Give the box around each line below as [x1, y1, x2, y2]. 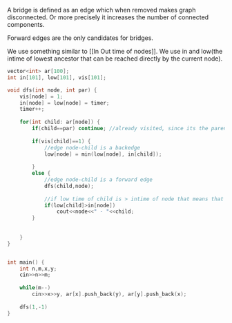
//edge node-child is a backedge [43, 144, 140, 151]
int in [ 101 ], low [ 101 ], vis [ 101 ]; [7, 74, 107, 81]
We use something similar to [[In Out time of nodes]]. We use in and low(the [7, 48, 223, 55]
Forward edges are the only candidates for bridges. [7, 34, 154, 42]
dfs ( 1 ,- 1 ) [19, 303, 48, 311]
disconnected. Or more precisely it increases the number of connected [7, 13, 209, 21]
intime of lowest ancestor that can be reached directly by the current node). [7, 54, 223, 63]
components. [7, 21, 45, 28]
